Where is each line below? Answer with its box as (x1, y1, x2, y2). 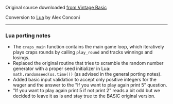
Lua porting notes (5, 32, 50, 39)
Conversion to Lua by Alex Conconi (5, 14, 80, 20)
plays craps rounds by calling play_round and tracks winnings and (12, 49, 153, 56)
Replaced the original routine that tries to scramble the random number (12, 60, 164, 66)
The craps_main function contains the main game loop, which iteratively (12, 44, 164, 50)
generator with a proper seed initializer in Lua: (12, 65, 111, 72)
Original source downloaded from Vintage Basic (5, 5, 107, 10)
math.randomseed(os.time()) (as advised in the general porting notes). (12, 71, 162, 77)
